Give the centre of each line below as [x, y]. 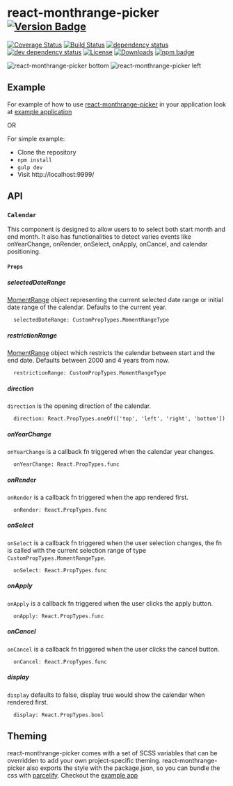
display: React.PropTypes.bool [59, 715]
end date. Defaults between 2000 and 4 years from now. [88, 360]
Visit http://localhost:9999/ [56, 174]
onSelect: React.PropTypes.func [61, 570]
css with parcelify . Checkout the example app [73, 775]
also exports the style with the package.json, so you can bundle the [123, 768]
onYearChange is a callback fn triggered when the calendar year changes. [111, 451]
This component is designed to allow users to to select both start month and [116, 229]
